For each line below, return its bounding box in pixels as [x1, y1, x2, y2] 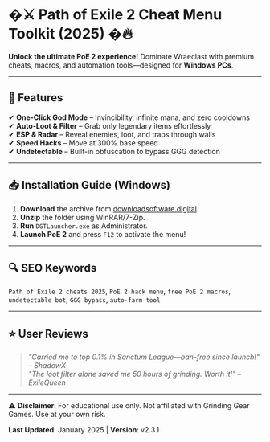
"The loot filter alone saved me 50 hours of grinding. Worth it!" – [27, 370, 242, 379]
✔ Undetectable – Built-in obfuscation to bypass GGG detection [8, 146, 221, 156]
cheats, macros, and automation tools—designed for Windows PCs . [8, 60, 234, 70]
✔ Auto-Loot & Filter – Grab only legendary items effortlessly [8, 121, 211, 130]
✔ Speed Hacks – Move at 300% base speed [8, 137, 158, 148]
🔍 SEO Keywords [8, 261, 97, 275]
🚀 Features [8, 91, 63, 104]
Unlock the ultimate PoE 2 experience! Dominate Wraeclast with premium [8, 51, 255, 61]
